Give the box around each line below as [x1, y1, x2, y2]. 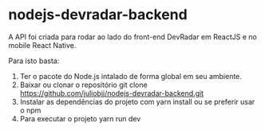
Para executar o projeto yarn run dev [19, 113, 141, 123]
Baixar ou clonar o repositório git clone [19, 80, 148, 89]
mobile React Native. [8, 40, 77, 50]
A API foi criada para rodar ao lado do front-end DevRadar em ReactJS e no [8, 32, 257, 42]
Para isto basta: [8, 56, 60, 65]
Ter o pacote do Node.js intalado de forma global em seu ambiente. [19, 71, 242, 81]
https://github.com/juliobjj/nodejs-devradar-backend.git [19, 88, 204, 97]
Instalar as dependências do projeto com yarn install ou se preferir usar [19, 97, 255, 106]
